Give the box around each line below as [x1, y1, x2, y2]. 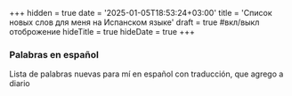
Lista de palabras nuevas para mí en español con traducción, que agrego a [9, 68, 284, 79]
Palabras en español [9, 48, 100, 60]
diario [9, 78, 31, 89]
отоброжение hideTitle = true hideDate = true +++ [9, 27, 196, 36]
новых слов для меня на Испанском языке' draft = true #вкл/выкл [9, 17, 260, 28]
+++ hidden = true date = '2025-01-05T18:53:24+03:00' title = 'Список [9, 8, 272, 18]
